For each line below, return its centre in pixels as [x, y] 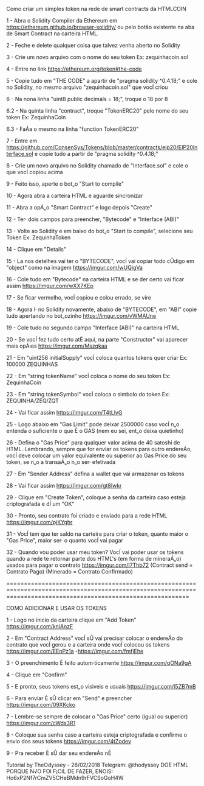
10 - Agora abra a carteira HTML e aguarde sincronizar [75, 195]
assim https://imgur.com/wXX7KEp [50, 286]
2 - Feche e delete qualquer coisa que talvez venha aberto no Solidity [93, 45]
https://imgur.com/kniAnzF [40, 626]
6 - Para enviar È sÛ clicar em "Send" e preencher [69, 698]
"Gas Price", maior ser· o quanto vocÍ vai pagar [65, 540]
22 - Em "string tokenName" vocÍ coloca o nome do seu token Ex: [89, 376]
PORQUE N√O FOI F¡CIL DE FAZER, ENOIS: [60, 771]
